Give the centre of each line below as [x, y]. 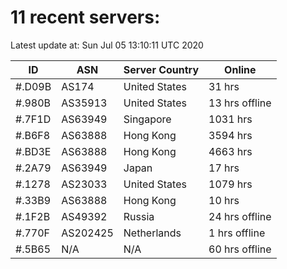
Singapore [147, 119]
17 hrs [224, 168]
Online [240, 69]
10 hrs [224, 200]
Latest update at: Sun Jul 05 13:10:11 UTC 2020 [107, 45]
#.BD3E [33, 151]
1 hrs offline [237, 233]
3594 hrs [230, 135]
